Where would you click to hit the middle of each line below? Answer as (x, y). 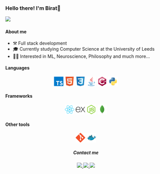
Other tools (17, 124)
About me (16, 31)
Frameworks (19, 96)
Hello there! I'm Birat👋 (33, 8)
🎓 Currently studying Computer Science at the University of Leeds (84, 49)
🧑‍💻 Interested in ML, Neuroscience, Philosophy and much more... (81, 56)
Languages (17, 68)
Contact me (86, 153)
